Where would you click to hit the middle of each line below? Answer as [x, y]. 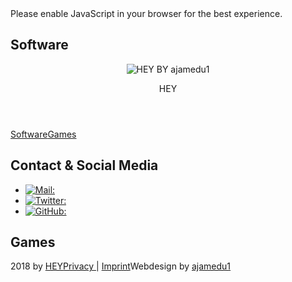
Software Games [43, 134]
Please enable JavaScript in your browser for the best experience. [146, 13]
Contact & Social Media [84, 165]
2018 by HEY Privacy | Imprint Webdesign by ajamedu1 [121, 266]
